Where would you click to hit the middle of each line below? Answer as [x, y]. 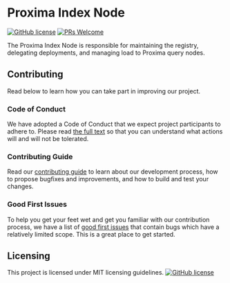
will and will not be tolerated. [48, 139]
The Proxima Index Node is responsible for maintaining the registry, [103, 45]
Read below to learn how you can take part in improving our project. [104, 91]
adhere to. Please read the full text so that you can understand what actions [115, 131]
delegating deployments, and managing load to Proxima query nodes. [106, 53]
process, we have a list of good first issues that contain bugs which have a [113, 227]
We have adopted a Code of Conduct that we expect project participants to [114, 124]
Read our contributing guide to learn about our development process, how [113, 172]
